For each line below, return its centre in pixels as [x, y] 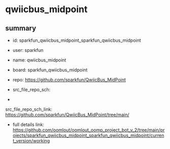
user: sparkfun [28, 50]
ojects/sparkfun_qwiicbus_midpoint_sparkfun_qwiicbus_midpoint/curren [88, 135]
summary [21, 28]
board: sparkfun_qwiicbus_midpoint [50, 70]
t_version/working [31, 141]
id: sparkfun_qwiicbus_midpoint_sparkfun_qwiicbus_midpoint [77, 40]
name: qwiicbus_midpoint [39, 60]
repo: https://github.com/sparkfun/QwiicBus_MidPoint [69, 80]
